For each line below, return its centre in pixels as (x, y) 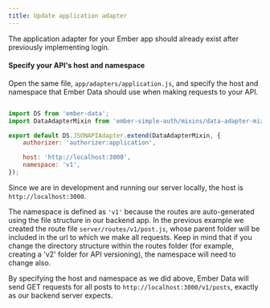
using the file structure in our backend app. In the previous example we (126, 220)
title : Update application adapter (68, 16)
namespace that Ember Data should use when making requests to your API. (133, 91)
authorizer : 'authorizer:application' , (90, 143)
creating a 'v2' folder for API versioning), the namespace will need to (122, 254)
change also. (30, 262)
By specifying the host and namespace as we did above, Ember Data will (129, 278)
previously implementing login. (59, 47)
